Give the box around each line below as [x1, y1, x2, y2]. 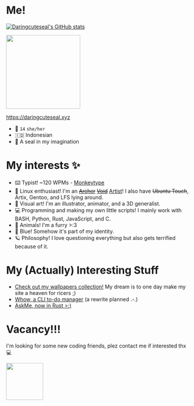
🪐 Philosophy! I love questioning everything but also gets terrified [14, 234, 176, 241]
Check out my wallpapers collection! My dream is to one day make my [14, 283, 186, 290]
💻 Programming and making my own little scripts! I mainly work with [14, 206, 182, 213]
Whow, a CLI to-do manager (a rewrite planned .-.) [14, 295, 138, 303]
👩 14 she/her [14, 125, 46, 132]
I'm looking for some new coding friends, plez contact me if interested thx [6, 342, 186, 349]
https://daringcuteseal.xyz [6, 113, 70, 121]
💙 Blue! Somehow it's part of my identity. [14, 228, 114, 235]
